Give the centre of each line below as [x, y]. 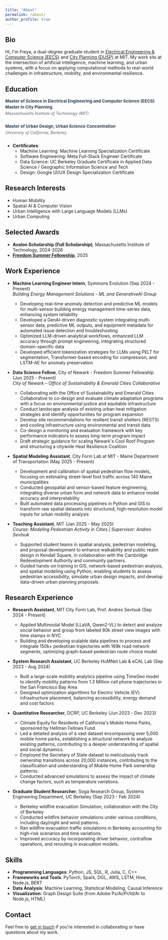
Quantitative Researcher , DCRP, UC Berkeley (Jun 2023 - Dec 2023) [84, 713]
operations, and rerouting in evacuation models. [69, 844]
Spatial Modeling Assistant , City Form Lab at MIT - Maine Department [86, 456]
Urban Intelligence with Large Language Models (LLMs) [70, 211]
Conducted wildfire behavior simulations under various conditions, [89, 818]
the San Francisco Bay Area [49, 687]
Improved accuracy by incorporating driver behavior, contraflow [86, 839]
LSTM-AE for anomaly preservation [56, 362]
